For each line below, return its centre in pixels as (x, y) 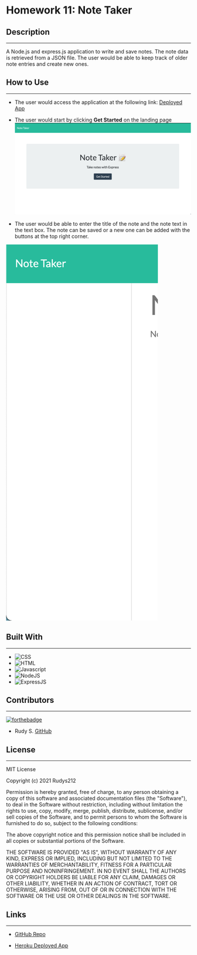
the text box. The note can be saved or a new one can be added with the (102, 230)
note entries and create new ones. (47, 64)
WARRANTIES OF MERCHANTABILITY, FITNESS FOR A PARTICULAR (89, 865)
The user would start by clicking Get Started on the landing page (93, 120)
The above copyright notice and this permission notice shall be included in (96, 835)
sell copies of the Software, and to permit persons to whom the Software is (97, 817)
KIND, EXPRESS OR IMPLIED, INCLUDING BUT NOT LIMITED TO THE (89, 859)
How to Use (28, 83)
